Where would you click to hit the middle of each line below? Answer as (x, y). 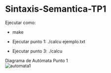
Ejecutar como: (20, 23)
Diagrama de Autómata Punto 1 (37, 60)
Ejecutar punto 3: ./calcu (37, 51)
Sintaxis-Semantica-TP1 (56, 9)
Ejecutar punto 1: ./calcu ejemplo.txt (49, 41)
